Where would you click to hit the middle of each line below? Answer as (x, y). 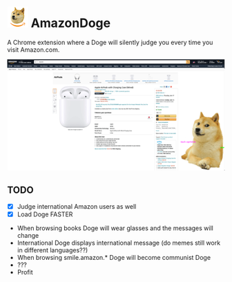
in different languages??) (52, 250)
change (28, 236)
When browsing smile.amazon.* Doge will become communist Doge (114, 258)
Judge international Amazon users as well (77, 207)
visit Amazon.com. (33, 49)
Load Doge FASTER (45, 214)
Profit (25, 272)
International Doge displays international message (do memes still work (119, 243)
